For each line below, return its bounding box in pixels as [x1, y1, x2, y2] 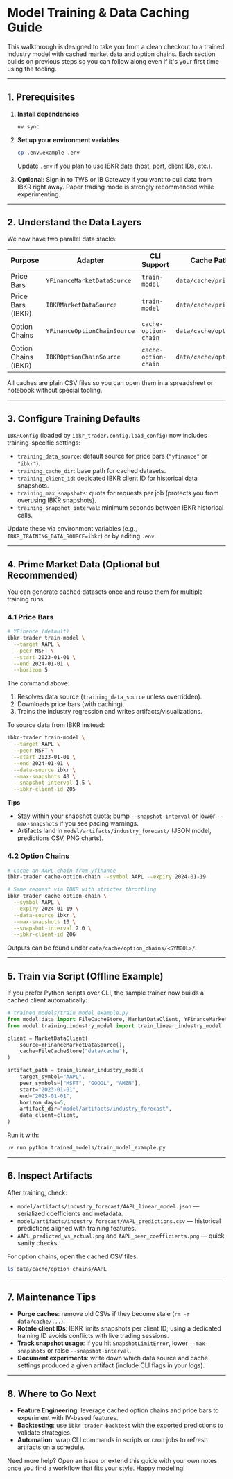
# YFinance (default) [7, 628, 70, 635]
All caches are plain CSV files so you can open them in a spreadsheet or [7, 379, 214, 387]
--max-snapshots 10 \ [13, 918, 76, 925]
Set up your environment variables [17, 135, 119, 144]
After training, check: [7, 1188, 67, 1197]
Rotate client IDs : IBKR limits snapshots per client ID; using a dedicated [17, 1324, 222, 1333]
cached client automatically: [7, 996, 88, 1004]
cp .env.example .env [17, 149, 80, 156]
